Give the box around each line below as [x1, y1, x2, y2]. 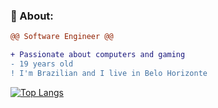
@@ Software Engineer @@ [10, 32, 114, 42]
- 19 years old [10, 59, 74, 69]
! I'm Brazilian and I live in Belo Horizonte [10, 68, 208, 78]
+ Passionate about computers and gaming [10, 50, 186, 60]
